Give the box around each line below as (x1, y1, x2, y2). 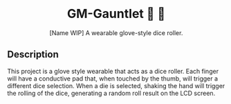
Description (7, 49, 59, 61)
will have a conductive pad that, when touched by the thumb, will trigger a (7, 74, 219, 83)
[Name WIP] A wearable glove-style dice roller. (49, 28, 183, 37)
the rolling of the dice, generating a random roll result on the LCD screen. (7, 89, 216, 97)
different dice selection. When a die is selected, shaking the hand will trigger (7, 81, 225, 90)
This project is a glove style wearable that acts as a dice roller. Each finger (7, 67, 219, 75)
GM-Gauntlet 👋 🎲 (66, 6, 166, 22)
